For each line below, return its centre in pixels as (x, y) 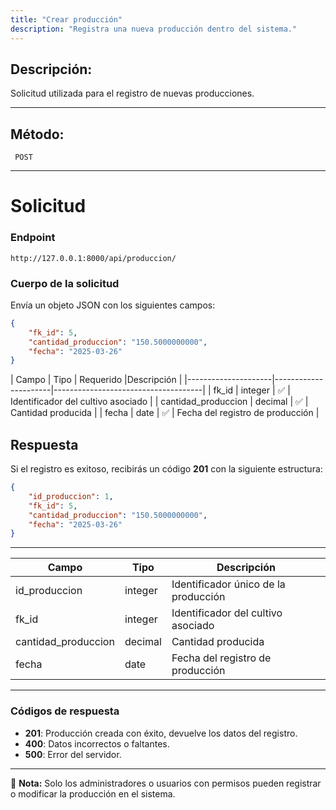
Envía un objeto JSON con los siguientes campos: (113, 305)
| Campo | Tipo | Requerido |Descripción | (96, 380)
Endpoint (33, 238)
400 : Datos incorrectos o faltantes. (97, 743)
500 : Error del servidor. (73, 754)
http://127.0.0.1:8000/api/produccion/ (93, 258)
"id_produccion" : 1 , (71, 496)
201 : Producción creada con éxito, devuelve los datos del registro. (161, 733)
